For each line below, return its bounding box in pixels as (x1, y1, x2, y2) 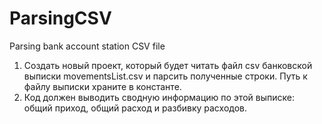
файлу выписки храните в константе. (23, 80, 182, 92)
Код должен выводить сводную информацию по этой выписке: (23, 91, 295, 103)
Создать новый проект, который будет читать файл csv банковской (23, 59, 313, 71)
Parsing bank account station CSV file (9, 40, 166, 52)
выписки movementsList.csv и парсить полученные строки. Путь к (23, 70, 308, 82)
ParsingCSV (9, 7, 112, 30)
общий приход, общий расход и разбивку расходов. (23, 102, 247, 114)
